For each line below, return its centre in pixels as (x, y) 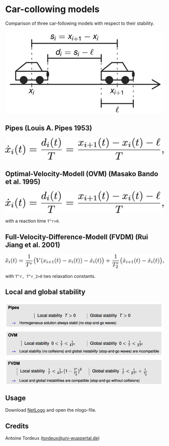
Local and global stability (45, 292)
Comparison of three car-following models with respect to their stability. (80, 23)
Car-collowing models (52, 9)
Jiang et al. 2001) (33, 245)
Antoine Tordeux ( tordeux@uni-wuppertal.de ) (53, 438)
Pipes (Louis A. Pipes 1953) (49, 128)
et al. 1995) (23, 182)
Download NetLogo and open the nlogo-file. (51, 410)
